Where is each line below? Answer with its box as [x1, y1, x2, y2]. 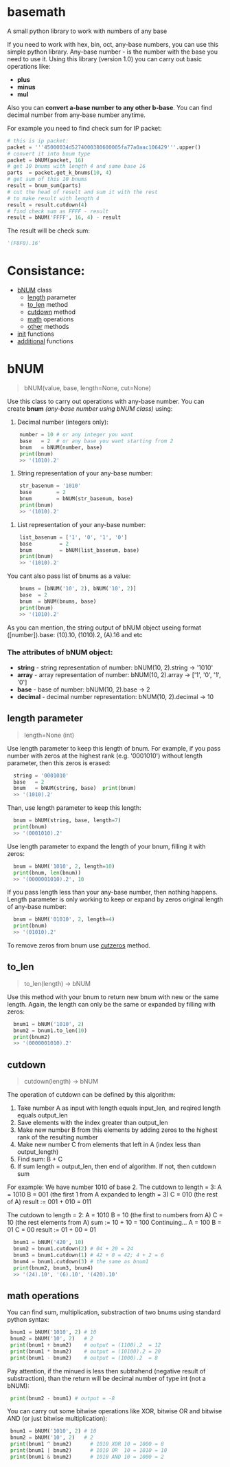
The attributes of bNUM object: [7, 647, 113, 657]
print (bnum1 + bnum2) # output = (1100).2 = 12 [10, 1341, 161, 1349]
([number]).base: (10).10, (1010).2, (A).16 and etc [7, 630, 143, 639]
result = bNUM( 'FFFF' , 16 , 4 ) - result [7, 214, 122, 221]
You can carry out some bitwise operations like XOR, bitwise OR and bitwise [7, 1407, 222, 1415]
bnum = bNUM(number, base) [19, 444, 103, 451]
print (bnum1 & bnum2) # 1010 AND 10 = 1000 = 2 [10, 1453, 165, 1460]
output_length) [16, 1148, 59, 1156]
